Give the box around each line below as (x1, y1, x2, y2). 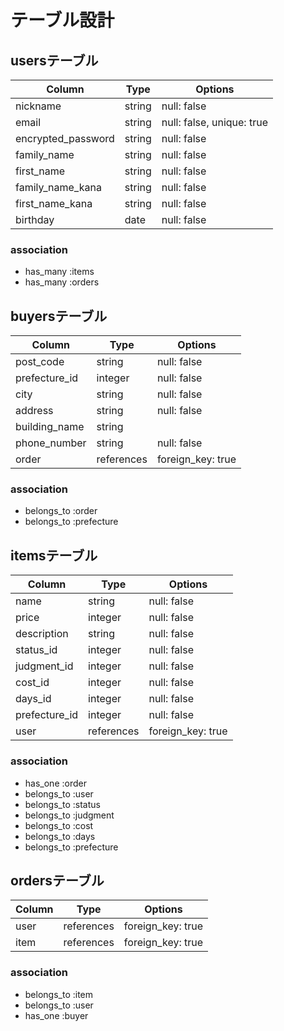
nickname (15, 99, 62, 113)
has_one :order (24, 777, 87, 789)
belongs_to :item (24, 988, 94, 1000)
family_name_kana (15, 181, 102, 194)
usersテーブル (10, 52, 99, 69)
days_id (15, 692, 52, 706)
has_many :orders (24, 276, 100, 288)
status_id (15, 643, 58, 657)
